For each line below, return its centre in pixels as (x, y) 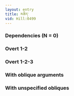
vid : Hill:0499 (21, 19)
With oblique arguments (35, 75)
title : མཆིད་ (17, 14)
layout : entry (20, 10)
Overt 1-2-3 (19, 62)
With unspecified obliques (37, 88)
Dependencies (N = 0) (32, 36)
